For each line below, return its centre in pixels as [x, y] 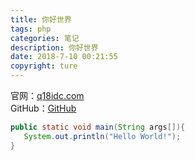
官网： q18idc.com [47, 95]
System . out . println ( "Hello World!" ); [102, 136]
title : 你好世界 [41, 19]
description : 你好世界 [54, 47]
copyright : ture [44, 66]
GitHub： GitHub [43, 108]
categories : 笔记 [45, 38]
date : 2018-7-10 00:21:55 [64, 57]
